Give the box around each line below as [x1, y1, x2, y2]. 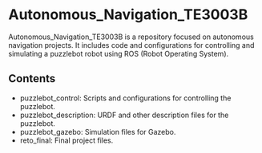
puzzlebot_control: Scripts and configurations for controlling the [19, 93, 232, 103]
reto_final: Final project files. [19, 135, 114, 145]
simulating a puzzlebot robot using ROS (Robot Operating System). [8, 49, 229, 58]
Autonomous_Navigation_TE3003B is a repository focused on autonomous [8, 32, 254, 41]
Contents [8, 72, 56, 85]
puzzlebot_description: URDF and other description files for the [19, 110, 229, 120]
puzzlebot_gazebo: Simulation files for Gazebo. [19, 127, 176, 136]
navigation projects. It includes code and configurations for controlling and [8, 40, 255, 49]
